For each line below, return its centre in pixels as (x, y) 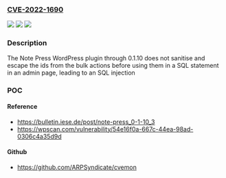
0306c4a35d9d (39, 136)
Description (27, 43)
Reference (22, 107)
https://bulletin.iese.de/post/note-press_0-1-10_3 (86, 122)
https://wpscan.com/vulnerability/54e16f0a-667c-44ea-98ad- (105, 129)
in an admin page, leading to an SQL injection (71, 73)
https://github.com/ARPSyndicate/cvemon (77, 167)
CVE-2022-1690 (35, 10)
